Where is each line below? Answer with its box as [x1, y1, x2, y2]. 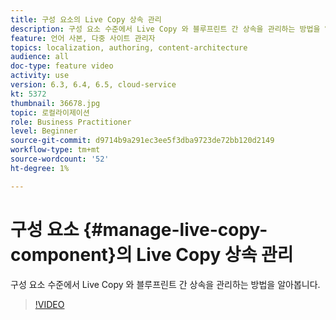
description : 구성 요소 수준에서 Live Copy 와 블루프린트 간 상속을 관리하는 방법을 [10, 24, 321, 34]
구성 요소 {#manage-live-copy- [10, 218, 268, 241]
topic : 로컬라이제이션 [10, 107, 90, 118]
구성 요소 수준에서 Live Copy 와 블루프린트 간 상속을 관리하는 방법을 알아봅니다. [10, 278, 321, 290]
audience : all [10, 52, 70, 62]
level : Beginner [10, 126, 78, 136]
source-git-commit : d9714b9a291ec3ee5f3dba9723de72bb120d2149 [10, 136, 275, 146]
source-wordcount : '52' [10, 154, 110, 164]
